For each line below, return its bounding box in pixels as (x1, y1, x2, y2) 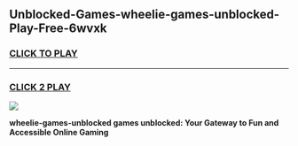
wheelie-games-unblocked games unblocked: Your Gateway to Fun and (9, 117, 279, 127)
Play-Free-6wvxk (9, 21, 108, 36)
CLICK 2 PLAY (9, 81, 71, 93)
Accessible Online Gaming (9, 127, 109, 137)
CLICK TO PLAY (9, 48, 78, 60)
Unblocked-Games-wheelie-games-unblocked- (9, 7, 280, 22)
